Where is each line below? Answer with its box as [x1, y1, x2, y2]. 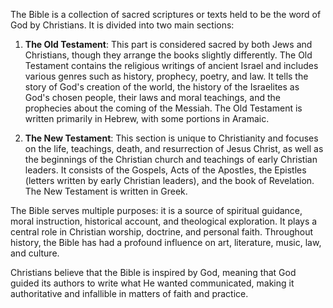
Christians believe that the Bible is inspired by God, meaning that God [10, 267, 297, 278]
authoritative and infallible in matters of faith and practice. [10, 288, 249, 299]
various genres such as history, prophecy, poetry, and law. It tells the [24, 70, 309, 82]
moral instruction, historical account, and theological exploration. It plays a [10, 215, 318, 227]
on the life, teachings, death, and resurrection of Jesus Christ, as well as [24, 143, 324, 154]
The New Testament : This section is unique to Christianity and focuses [24, 132, 319, 144]
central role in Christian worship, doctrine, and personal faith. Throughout [10, 226, 314, 238]
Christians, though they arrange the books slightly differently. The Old [24, 49, 313, 61]
